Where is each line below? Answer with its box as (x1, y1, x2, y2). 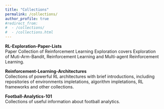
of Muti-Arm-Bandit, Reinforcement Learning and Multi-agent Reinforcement (5, 54, 159, 59)
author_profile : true (5, 16, 49, 21)
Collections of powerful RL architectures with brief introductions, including (5, 74, 155, 79)
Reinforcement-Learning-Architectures (5, 68, 87, 74)
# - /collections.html (5, 30, 54, 35)
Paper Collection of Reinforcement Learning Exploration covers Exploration (5, 48, 156, 54)
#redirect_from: (5, 21, 38, 26)
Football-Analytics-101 (5, 93, 52, 99)
